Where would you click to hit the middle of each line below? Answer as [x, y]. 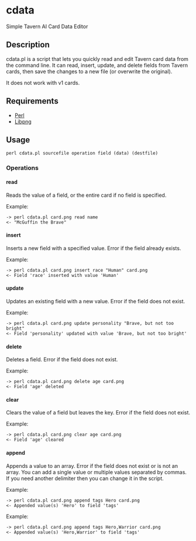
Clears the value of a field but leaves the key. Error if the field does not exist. [98, 413]
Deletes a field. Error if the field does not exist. [62, 359]
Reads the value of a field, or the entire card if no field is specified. [86, 195]
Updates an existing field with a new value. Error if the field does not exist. [96, 301]
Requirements [32, 101]
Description [28, 45]
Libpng [23, 121]
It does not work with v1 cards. [43, 83]
